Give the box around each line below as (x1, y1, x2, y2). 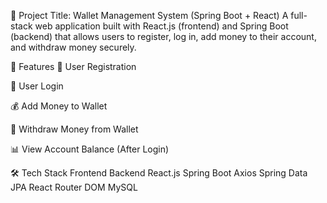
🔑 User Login (10, 80, 64, 92)
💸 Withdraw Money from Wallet (10, 123, 139, 135)
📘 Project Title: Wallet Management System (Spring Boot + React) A (10, 10, 289, 21)
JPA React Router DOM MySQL (10, 181, 138, 193)
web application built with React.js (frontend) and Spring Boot (34, 20, 289, 32)
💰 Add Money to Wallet (10, 100, 108, 112)
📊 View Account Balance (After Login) (10, 143, 170, 155)
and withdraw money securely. (10, 41, 137, 53)
